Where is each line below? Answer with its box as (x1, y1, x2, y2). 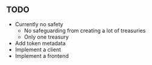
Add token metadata (14, 39, 66, 47)
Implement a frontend (14, 52, 69, 59)
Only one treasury (24, 33, 69, 41)
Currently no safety (14, 20, 63, 27)
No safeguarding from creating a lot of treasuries (24, 27, 146, 34)
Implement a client (14, 46, 62, 53)
